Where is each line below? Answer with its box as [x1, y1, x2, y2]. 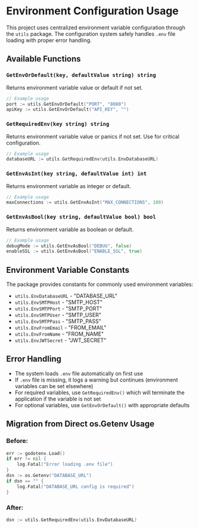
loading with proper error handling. [6, 36, 92, 44]
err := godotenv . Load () [6, 450, 66, 456]
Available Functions [6, 54, 82, 64]
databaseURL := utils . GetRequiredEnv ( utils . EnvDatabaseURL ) [6, 156, 159, 162]
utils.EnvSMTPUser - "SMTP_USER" [14, 312, 102, 319]
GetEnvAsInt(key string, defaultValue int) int [6, 170, 147, 177]
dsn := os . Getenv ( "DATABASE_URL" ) [6, 473, 92, 479]
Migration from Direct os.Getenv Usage [6, 419, 155, 429]
